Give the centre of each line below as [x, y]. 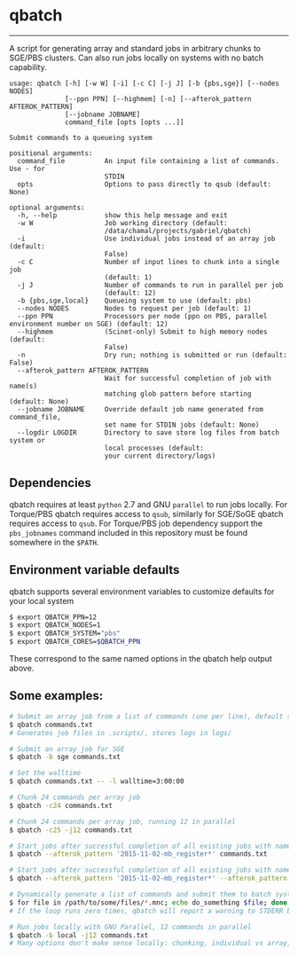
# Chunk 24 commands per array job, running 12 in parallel [123, 821]
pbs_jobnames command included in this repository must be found [129, 532]
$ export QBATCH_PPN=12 [53, 617]
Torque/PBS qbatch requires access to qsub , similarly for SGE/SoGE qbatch [146, 513]
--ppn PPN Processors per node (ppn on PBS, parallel [142, 316]
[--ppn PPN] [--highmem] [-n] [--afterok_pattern [158, 98]
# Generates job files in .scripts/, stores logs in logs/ [121, 733]
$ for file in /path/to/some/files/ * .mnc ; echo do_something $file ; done [149, 902]
